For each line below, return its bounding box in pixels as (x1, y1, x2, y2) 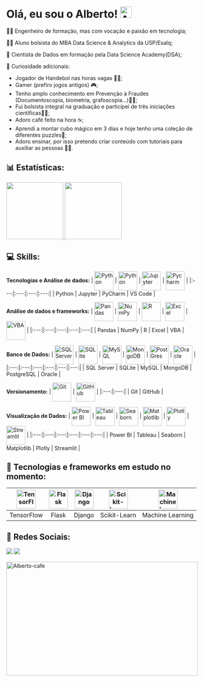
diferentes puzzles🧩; (15, 131, 67, 138)
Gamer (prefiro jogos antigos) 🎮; (15, 81, 98, 88)
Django (73, 511, 95, 519)
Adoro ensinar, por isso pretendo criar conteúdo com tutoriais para (15, 137, 183, 145)
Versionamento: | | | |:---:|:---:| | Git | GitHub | (6, 387, 163, 395)
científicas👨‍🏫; (15, 109, 50, 117)
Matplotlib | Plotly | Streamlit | (6, 444, 81, 452)
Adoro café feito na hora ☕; (15, 116, 84, 123)
